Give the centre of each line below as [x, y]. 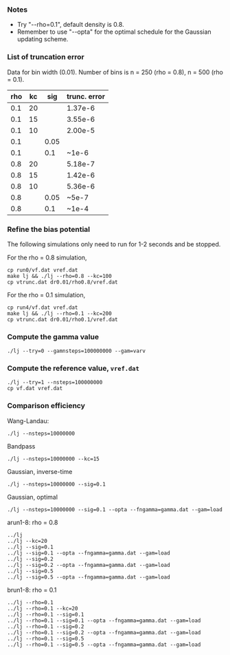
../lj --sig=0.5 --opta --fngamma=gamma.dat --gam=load [89, 577]
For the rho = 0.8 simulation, [47, 257]
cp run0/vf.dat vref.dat [43, 270]
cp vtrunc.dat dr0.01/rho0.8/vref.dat [62, 282]
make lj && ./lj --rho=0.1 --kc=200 [59, 313]
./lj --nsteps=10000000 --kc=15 [53, 459]
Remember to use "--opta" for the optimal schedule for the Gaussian [114, 32]
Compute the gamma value [53, 336]
